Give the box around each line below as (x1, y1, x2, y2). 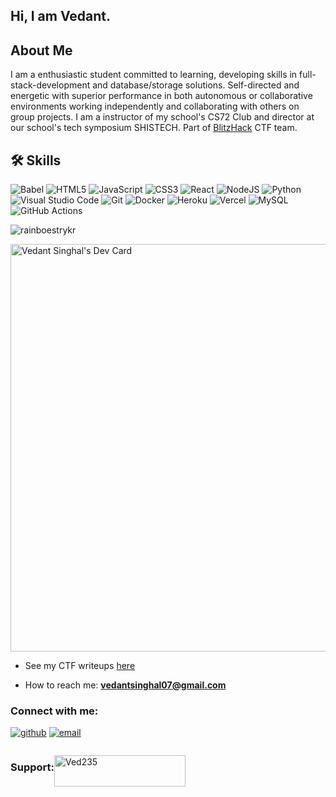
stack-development (10, 79, 91, 91)
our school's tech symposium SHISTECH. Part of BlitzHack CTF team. (10, 122, 298, 134)
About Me (10, 42, 73, 59)
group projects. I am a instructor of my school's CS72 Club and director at (10, 111, 315, 123)
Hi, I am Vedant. (10, 8, 112, 25)
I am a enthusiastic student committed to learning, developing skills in (10, 69, 298, 81)
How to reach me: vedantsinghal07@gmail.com (24, 679, 227, 691)
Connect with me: (10, 704, 99, 718)
